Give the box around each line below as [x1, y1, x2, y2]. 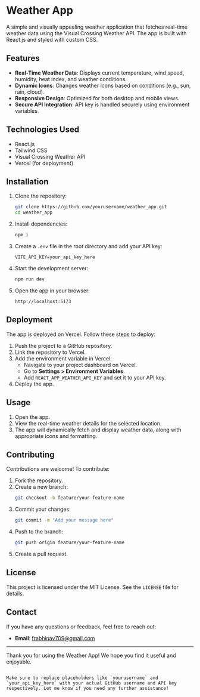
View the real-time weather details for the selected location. [14, 420, 162, 427]
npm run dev [14, 276, 45, 282]
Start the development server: [14, 265, 89, 272]
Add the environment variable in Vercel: [14, 354, 112, 362]
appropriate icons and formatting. [14, 432, 98, 439]
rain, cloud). [14, 88, 45, 95]
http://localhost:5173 [14, 298, 71, 304]
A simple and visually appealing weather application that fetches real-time [6, 23, 188, 30]
